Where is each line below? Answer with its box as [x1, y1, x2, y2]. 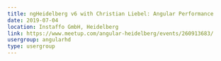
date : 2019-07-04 [7, 17, 59, 24]
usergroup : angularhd [7, 36, 72, 43]
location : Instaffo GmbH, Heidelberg [7, 23, 119, 30]
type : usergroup [7, 43, 55, 50]
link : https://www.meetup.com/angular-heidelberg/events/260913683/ [7, 29, 214, 37]
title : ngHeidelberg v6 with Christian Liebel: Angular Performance [7, 10, 214, 18]
